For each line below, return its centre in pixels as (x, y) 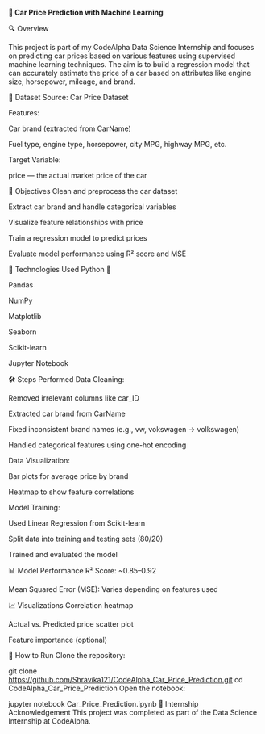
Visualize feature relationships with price (76, 222)
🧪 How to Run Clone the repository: (67, 655)
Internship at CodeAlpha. (50, 721)
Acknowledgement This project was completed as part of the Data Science (133, 712)
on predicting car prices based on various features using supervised (122, 56)
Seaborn (23, 332)
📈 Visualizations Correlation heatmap (71, 605)
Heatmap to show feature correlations (71, 492)
